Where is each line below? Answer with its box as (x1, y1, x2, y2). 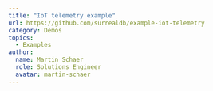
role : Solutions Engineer (15, 63, 102, 71)
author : (8, 48, 34, 56)
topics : (8, 33, 34, 42)
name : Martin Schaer (15, 56, 84, 64)
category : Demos (8, 26, 62, 34)
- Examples (15, 41, 52, 49)
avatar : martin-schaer (15, 70, 91, 78)
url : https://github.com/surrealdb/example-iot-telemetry (8, 19, 205, 27)
